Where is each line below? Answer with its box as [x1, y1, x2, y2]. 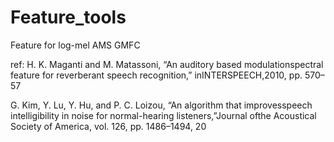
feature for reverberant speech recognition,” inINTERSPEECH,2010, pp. [10, 69, 303, 81]
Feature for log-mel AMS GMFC [10, 39, 141, 51]
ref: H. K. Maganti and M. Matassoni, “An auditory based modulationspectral [10, 58, 324, 70]
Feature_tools [10, 6, 127, 29]
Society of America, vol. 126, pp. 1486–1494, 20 [10, 120, 207, 132]
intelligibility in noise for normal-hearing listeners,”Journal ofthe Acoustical [10, 109, 317, 121]
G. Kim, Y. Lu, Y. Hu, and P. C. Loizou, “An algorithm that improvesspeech [10, 99, 313, 111]
